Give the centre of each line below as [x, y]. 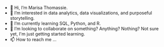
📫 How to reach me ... [33, 39]
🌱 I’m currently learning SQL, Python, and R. [55, 23]
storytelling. [22, 18]
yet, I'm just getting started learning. [47, 34]
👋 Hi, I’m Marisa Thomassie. [39, 8]
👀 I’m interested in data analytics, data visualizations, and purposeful [81, 13]
